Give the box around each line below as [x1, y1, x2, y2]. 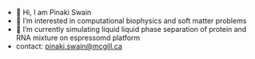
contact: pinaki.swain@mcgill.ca [15, 41, 122, 51]
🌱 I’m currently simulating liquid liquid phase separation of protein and [15, 25, 247, 33]
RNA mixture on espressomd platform [15, 33, 141, 42]
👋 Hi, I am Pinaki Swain [15, 8, 92, 17]
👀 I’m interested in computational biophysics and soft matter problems [15, 16, 247, 26]
